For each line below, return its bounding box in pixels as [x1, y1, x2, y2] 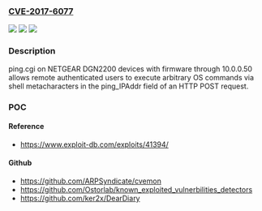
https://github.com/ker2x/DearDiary [19, 193, 140, 203]
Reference [8, 122, 45, 131]
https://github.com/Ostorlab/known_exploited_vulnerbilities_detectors [19, 184, 253, 194]
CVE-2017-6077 [8, 6, 74, 17]
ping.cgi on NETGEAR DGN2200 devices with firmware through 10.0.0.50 [8, 63, 253, 74]
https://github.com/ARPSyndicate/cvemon [19, 176, 162, 186]
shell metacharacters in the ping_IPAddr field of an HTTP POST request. [8, 81, 249, 91]
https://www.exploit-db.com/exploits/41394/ [19, 140, 169, 149]
